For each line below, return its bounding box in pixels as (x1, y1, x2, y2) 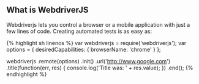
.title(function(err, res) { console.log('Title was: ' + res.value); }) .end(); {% (6, 64, 193, 71)
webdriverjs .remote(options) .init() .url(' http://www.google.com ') (6, 57, 171, 65)
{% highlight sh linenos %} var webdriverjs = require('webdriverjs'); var (6, 39, 187, 46)
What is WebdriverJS (6, 5, 89, 15)
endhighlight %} (6, 70, 47, 78)
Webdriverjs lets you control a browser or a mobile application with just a (6, 21, 190, 28)
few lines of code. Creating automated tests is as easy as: (6, 27, 152, 35)
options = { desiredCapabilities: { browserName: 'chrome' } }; (6, 46, 161, 53)
